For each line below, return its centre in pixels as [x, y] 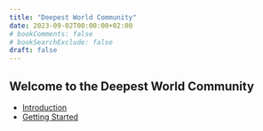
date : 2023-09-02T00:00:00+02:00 [71, 26]
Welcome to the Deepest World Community [132, 86]
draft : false [33, 50]
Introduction [44, 107]
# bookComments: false [51, 34]
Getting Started [50, 117]
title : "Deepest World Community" [73, 17]
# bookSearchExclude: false [61, 42]
